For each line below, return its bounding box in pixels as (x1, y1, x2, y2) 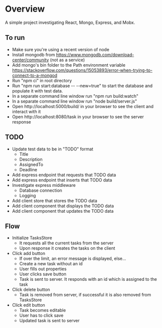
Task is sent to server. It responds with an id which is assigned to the (19, 276, 157, 282)
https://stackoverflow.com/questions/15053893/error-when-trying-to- (12, 67, 153, 73)
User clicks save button (19, 271, 66, 277)
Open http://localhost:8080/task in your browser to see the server (12, 113, 144, 120)
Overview (5, 3, 45, 15)
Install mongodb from (12, 52, 55, 57)
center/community (12, 57, 49, 63)
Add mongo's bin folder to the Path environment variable (12, 62, 126, 68)
